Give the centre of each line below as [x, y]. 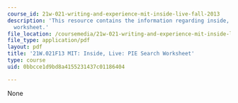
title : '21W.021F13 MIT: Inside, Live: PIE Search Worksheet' [101, 54]
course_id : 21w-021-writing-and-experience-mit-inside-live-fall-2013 [114, 14]
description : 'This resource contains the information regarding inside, [119, 21]
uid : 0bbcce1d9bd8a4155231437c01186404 [66, 67]
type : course [27, 60]
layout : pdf [25, 47]
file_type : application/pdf [49, 40]
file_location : [30, 34]
